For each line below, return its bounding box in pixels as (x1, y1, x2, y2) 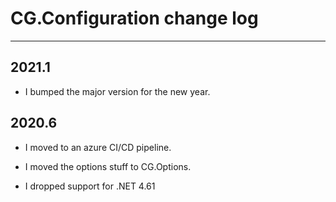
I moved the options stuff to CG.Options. (24, 160, 192, 172)
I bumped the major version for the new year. (24, 85, 211, 97)
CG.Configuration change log (10, 7, 259, 30)
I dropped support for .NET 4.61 (24, 180, 156, 192)
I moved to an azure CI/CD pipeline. (24, 141, 172, 153)
